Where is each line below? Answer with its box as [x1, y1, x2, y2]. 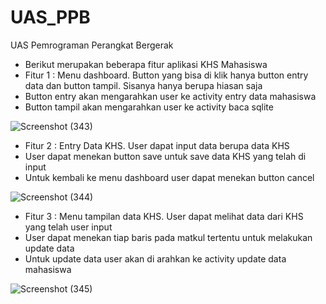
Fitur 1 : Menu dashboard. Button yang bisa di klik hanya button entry [24, 69, 309, 81]
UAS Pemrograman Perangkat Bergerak [10, 39, 174, 51]
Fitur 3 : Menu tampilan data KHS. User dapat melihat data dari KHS [24, 210, 304, 222]
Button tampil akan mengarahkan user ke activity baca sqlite [24, 101, 274, 113]
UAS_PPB [10, 6, 91, 29]
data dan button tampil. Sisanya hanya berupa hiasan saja [24, 79, 263, 91]
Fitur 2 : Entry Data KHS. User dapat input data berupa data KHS [24, 139, 290, 151]
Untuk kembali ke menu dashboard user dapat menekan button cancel [24, 171, 315, 183]
